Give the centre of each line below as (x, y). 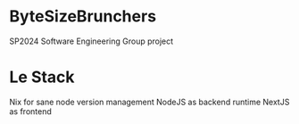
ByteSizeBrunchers (83, 17)
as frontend (30, 111)
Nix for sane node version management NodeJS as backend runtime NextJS (149, 102)
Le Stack (42, 77)
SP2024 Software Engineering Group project (91, 41)
